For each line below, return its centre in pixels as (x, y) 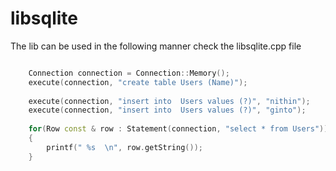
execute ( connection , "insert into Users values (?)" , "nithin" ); (169, 101)
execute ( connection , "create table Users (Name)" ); (138, 82)
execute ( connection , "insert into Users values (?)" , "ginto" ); (167, 110)
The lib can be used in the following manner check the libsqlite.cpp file (156, 46)
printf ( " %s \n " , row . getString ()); (124, 147)
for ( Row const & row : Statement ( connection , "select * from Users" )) (178, 129)
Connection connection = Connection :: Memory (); (129, 73)
